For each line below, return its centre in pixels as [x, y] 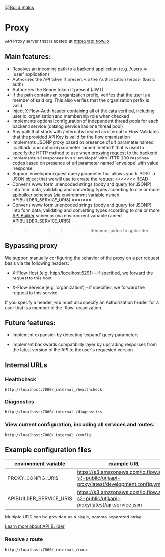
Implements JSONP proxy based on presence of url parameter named [83, 142]
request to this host [32, 278]
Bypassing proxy [31, 246]
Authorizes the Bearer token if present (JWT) [58, 89]
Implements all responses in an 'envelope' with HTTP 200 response [81, 158]
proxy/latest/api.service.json [110, 505]
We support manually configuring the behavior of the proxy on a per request [82, 258]
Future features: [30, 323]
